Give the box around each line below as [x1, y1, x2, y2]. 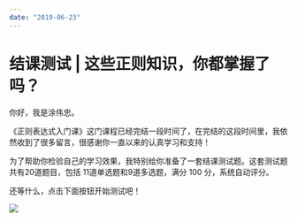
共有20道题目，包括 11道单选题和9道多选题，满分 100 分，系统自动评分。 [9, 166, 274, 177]
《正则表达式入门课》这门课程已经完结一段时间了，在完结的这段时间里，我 [9, 126, 280, 136]
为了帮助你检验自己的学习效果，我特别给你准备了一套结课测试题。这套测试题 [9, 156, 288, 166]
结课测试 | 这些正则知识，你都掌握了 [9, 54, 270, 73]
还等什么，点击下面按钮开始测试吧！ [9, 185, 141, 195]
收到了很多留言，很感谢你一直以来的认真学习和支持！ [16, 136, 210, 147]
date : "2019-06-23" [9, 12, 81, 22]
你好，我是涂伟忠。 [9, 107, 80, 118]
